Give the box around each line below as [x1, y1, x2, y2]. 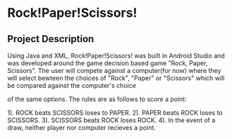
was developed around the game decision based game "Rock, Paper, [7, 59, 208, 67]
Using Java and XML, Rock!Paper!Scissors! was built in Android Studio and [7, 51, 226, 60]
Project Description [7, 33, 94, 45]
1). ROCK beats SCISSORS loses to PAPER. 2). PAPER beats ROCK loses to [7, 109, 224, 117]
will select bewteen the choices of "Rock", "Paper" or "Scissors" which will [7, 74, 225, 82]
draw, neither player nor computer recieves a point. [7, 124, 157, 131]
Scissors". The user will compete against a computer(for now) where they [7, 67, 221, 74]
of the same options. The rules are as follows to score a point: [7, 95, 187, 103]
